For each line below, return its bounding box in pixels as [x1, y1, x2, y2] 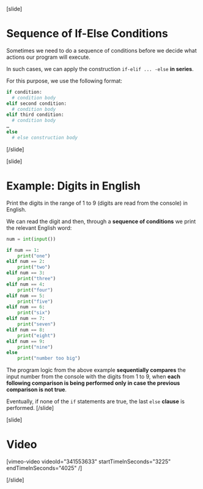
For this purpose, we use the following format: [6, 77, 122, 85]
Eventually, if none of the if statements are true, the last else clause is [6, 398, 185, 405]
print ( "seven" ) [17, 321, 56, 327]
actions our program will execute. [6, 53, 90, 61]
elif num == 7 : [6, 316, 45, 322]
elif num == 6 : [6, 304, 45, 310]
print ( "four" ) [17, 287, 53, 293]
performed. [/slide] [6, 404, 54, 412]
